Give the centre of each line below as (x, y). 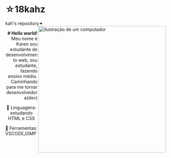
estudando (21, 113)
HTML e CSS (21, 118)
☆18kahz (25, 9)
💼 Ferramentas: (21, 128)
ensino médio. (23, 76)
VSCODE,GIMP (21, 133)
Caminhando (24, 82)
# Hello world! (22, 33)
